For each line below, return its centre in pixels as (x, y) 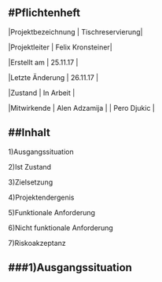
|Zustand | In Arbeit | (42, 93)
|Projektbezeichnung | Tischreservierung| (75, 31)
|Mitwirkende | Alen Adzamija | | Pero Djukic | (81, 108)
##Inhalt (29, 133)
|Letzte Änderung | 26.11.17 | (53, 77)
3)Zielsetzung (31, 182)
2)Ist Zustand (30, 167)
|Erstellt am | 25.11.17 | (43, 62)
